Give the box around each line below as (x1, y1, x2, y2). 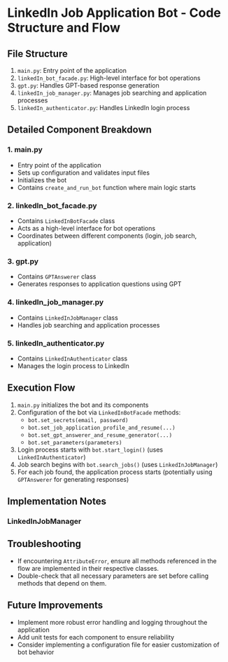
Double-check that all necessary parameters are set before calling (17, 572, 209, 580)
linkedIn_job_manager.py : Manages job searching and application (17, 89, 207, 97)
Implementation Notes (7, 496, 107, 508)
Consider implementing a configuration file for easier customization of (17, 640, 220, 649)
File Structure (7, 48, 68, 60)
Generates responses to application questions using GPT (17, 280, 182, 288)
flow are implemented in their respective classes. (17, 564, 159, 572)
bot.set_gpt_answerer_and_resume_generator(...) (27, 431, 173, 439)
